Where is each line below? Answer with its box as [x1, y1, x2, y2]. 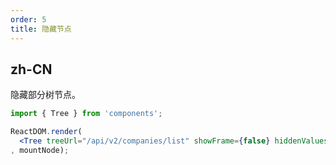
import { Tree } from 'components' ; [10, 109, 163, 119]
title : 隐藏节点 [10, 24, 72, 34]
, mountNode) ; [10, 145, 70, 155]
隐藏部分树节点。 [10, 89, 81, 101]
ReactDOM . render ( [10, 127, 83, 137]
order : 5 [10, 14, 47, 25]
